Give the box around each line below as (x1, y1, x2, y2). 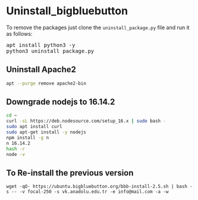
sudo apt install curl (6, 124, 62, 130)
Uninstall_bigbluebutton (6, 4, 128, 18)
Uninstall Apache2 (6, 64, 76, 75)
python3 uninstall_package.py (6, 48, 95, 54)
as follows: (6, 30, 33, 37)
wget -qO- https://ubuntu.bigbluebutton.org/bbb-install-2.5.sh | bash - (6, 183, 193, 190)
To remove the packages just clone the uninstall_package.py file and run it (6, 24, 190, 31)
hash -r (6, 146, 26, 152)
